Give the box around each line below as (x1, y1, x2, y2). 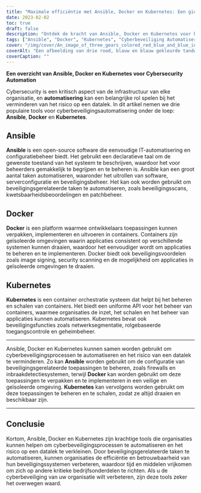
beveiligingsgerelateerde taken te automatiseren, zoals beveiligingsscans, (6, 185, 188, 192)
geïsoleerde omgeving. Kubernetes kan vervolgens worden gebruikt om (6, 383, 184, 390)
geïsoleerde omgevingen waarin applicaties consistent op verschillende (6, 238, 183, 245)
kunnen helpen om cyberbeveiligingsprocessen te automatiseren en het (6, 441, 184, 449)
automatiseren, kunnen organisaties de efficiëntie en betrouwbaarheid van (6, 454, 190, 461)
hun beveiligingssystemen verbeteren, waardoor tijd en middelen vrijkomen (6, 460, 192, 468)
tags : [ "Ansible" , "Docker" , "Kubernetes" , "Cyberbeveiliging (6, 37, 165, 43)
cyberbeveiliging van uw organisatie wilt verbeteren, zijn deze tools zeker (6, 473, 187, 480)
